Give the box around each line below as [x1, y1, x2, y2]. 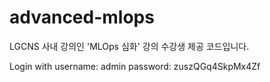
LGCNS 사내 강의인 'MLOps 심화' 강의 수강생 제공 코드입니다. [9, 40, 250, 52]
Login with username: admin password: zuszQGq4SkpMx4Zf [9, 60, 261, 72]
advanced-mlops [9, 6, 155, 29]
